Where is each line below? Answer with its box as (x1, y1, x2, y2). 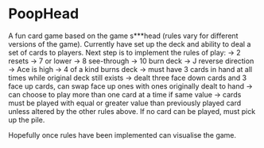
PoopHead (8, 5, 80, 23)
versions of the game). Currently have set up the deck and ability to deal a (8, 39, 251, 48)
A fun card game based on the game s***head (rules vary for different (8, 31, 239, 40)
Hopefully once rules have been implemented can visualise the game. (8, 130, 237, 139)
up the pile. (8, 115, 45, 124)
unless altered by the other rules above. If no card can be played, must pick (8, 106, 256, 116)
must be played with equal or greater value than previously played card (8, 98, 241, 108)
